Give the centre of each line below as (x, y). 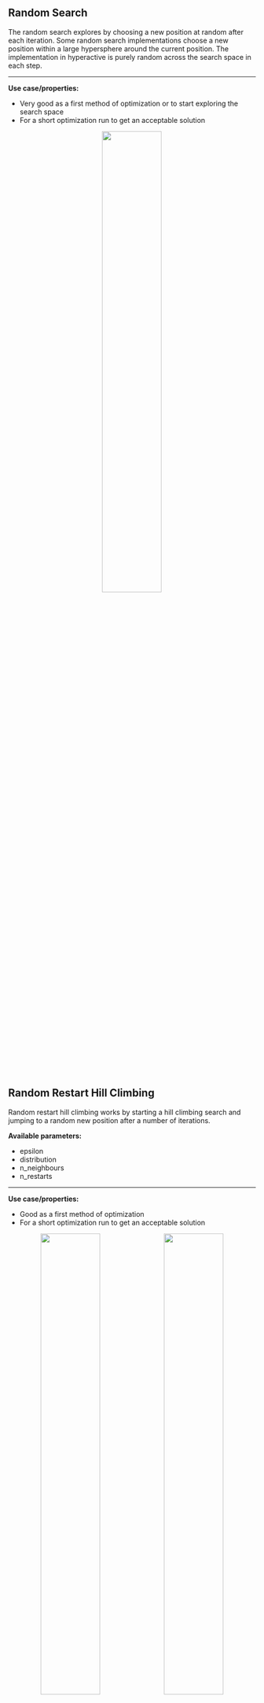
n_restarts (36, 1176)
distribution (38, 1159)
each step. (25, 65)
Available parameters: (45, 1136)
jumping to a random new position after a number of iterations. (109, 1120)
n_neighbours (42, 1168)
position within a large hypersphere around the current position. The (119, 48)
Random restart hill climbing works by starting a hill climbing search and (125, 1112)
